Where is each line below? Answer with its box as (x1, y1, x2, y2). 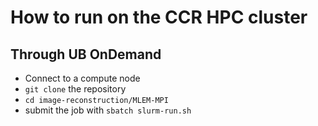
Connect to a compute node (24, 72, 141, 84)
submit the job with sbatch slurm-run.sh (24, 104, 192, 116)
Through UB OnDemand (10, 46, 162, 63)
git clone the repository (24, 83, 127, 95)
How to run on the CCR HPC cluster (10, 6, 308, 29)
